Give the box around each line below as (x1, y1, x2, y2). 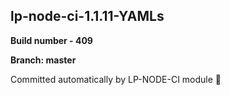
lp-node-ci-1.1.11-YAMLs (10, 8, 165, 25)
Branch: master (10, 54, 77, 66)
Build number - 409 (10, 34, 93, 46)
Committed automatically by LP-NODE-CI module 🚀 (10, 73, 222, 85)
